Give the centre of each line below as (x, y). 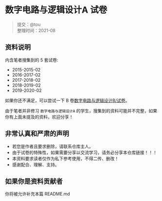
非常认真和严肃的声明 (37, 134)
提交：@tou (29, 24)
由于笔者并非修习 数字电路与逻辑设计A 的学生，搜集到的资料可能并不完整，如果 (81, 110)
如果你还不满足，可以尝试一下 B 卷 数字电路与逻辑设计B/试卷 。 (67, 100)
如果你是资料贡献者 (34, 181)
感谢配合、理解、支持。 (36, 164)
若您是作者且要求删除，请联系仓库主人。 (53, 146)
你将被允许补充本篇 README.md (38, 194)
